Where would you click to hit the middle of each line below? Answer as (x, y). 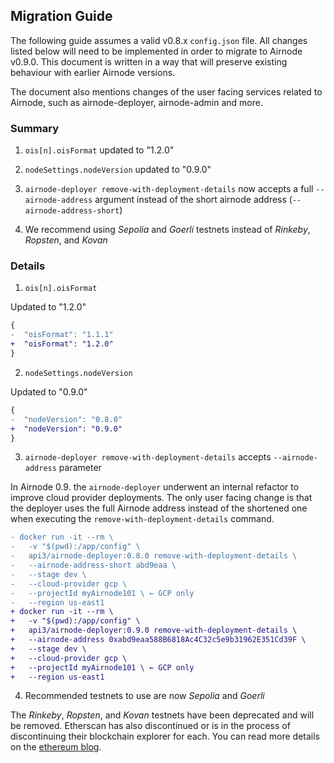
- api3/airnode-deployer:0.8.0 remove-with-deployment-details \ (154, 556)
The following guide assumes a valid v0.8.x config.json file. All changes (159, 40)
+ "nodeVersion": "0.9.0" (66, 429)
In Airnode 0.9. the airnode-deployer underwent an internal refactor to (155, 487)
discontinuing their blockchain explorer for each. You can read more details (165, 736)
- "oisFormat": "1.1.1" (62, 335)
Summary (35, 128)
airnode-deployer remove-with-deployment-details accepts (148, 457)
